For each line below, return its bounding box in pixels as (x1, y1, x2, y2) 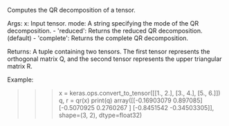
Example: (7, 75, 34, 84)
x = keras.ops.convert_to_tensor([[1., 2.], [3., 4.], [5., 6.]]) (58, 89, 221, 97)
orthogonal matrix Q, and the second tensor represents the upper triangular (7, 55, 223, 63)
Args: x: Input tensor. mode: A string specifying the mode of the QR (7, 19, 199, 27)
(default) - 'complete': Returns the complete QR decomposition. (7, 34, 189, 42)
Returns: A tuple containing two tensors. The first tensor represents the (7, 48, 210, 55)
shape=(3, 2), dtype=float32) (58, 111, 143, 119)
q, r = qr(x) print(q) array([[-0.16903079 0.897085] (58, 96, 203, 105)
